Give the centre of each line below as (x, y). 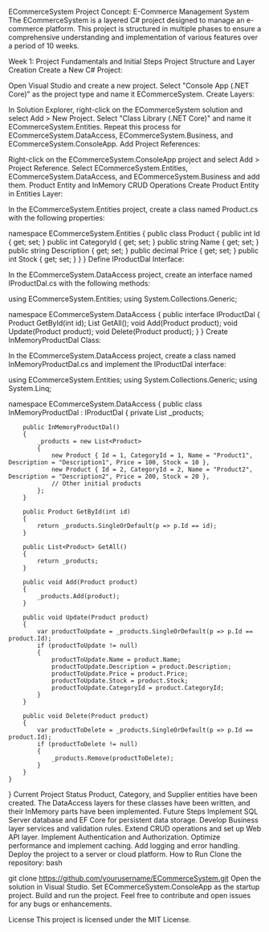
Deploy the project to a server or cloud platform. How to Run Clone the (125, 854)
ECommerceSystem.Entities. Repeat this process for (95, 127)
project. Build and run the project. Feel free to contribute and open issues (130, 895)
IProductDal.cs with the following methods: (79, 283)
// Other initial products (96, 484)
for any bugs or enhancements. (60, 904)
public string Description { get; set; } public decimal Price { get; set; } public (134, 250)
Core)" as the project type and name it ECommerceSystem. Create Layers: (131, 94)
